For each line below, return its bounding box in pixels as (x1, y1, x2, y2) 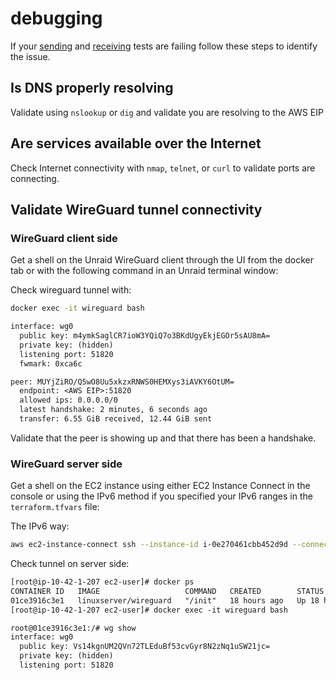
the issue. (10, 50, 51, 62)
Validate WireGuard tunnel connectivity (10, 201, 263, 218)
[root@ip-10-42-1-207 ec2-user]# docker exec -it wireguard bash (10, 605, 288, 615)
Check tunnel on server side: (10, 558, 130, 570)
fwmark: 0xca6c (19, 358, 83, 369)
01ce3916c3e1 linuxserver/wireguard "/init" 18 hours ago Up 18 (10, 595, 320, 606)
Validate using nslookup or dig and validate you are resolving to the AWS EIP (10, 106, 324, 118)
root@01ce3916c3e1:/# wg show (10, 623, 137, 633)
